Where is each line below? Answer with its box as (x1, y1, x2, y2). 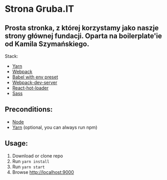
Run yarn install (12, 158, 50, 164)
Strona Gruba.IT (5, 3, 75, 15)
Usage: (5, 139, 29, 148)
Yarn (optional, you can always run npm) (12, 124, 98, 130)
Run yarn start (12, 164, 45, 170)
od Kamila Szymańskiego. (5, 39, 90, 48)
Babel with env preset (12, 74, 58, 80)
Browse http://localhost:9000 (12, 169, 75, 175)
